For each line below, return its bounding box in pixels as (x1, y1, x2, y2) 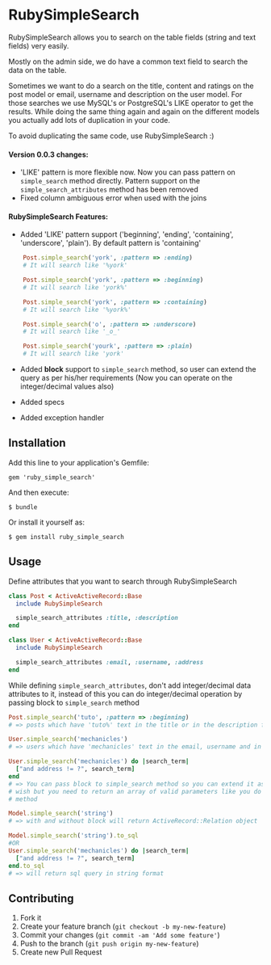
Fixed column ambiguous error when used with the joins (19, 193, 207, 203)
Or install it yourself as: (8, 517, 85, 527)
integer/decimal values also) (19, 381, 115, 391)
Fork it (19, 913, 42, 923)
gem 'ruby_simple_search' (8, 473, 95, 482)
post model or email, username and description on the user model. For (8, 89, 243, 99)
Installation (8, 436, 66, 450)
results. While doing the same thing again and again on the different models (8, 107, 260, 116)
